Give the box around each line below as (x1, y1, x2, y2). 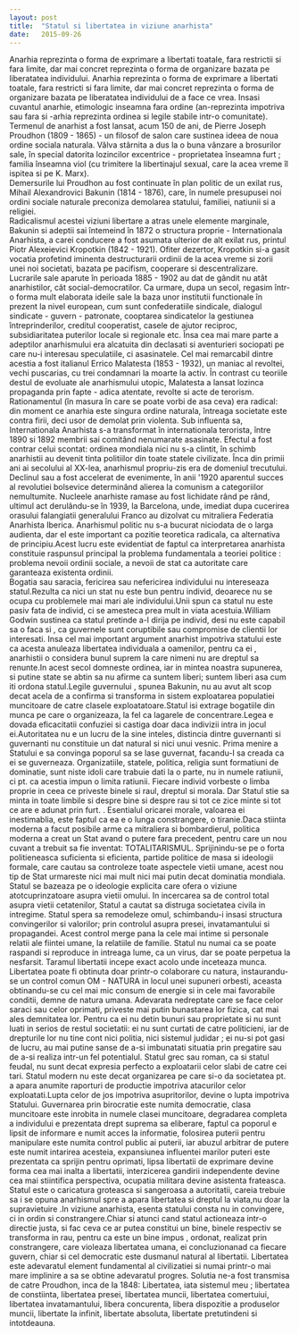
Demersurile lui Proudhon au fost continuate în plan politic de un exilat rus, (9, 178, 283, 189)
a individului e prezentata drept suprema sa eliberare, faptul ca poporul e (9, 1119, 278, 1129)
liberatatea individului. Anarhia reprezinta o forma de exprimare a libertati (9, 73, 278, 84)
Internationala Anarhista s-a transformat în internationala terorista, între (9, 425, 271, 435)
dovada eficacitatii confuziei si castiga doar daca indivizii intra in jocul (9, 719, 267, 730)
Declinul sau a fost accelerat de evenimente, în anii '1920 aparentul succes (9, 472, 284, 483)
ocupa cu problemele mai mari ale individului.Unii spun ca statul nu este (9, 596, 274, 606)
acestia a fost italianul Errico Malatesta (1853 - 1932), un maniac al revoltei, (9, 359, 285, 369)
